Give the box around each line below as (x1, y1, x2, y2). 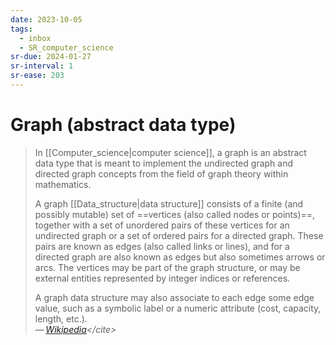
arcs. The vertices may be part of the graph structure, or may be (34, 261, 301, 273)
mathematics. (34, 178, 92, 190)
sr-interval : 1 (10, 61, 74, 71)
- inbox (19, 33, 52, 43)
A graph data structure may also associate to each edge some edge (34, 291, 315, 303)
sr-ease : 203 (10, 71, 65, 81)
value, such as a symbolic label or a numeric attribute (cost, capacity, (34, 302, 322, 314)
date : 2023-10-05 (10, 14, 83, 25)
